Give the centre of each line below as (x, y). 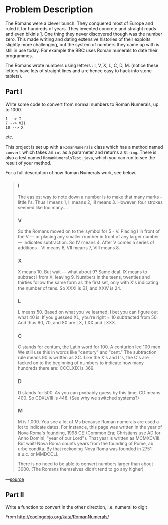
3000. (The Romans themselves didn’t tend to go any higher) (81, 469)
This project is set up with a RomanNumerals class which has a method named (84, 147)
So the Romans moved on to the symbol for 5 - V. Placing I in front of (89, 231)
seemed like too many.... (43, 208)
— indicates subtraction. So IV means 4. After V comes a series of (86, 242)
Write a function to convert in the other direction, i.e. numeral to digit (76, 507)
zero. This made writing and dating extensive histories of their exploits (78, 39)
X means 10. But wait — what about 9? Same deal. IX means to (82, 272)
